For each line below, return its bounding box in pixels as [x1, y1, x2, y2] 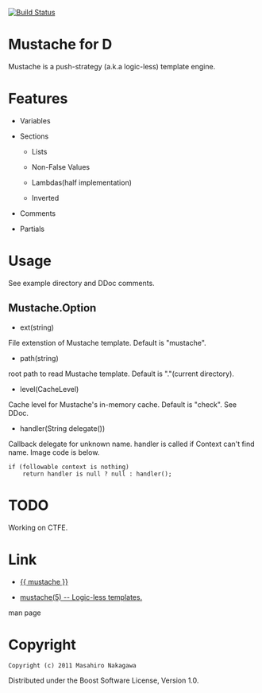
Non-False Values [31, 162, 90, 171]
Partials [19, 224, 45, 233]
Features [8, 90, 68, 108]
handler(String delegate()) [19, 423, 106, 433]
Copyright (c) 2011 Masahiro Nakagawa [8, 662, 137, 670]
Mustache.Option [8, 301, 97, 315]
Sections [19, 131, 49, 141]
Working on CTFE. [8, 523, 68, 532]
